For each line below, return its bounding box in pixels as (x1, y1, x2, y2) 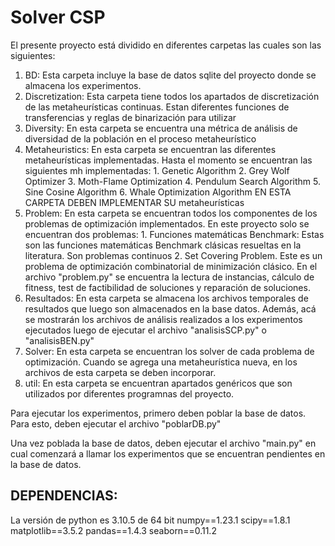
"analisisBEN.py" (24, 334, 95, 346)
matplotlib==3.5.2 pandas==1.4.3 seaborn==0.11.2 (10, 524, 217, 536)
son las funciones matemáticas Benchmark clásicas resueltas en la (24, 239, 302, 251)
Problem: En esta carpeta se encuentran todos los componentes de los (24, 207, 318, 219)
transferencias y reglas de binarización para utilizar (24, 111, 237, 123)
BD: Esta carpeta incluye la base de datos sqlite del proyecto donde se (24, 69, 317, 81)
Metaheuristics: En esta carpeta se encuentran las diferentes (24, 143, 277, 155)
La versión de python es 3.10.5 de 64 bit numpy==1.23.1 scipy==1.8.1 (10, 514, 291, 526)
